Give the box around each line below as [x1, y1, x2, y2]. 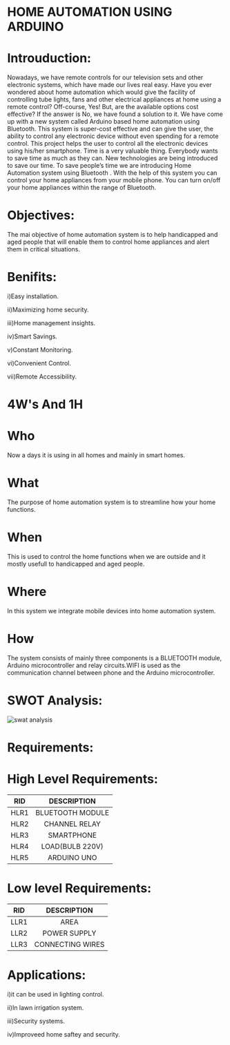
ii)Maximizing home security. [7, 305, 89, 314]
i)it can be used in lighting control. [7, 990, 104, 998]
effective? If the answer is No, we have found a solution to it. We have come [7, 110, 223, 118]
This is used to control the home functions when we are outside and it [7, 553, 206, 560]
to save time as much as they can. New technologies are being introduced [7, 154, 218, 162]
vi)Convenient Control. [7, 359, 71, 367]
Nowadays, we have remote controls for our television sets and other [7, 73, 204, 82]
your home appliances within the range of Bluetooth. [7, 184, 157, 192]
